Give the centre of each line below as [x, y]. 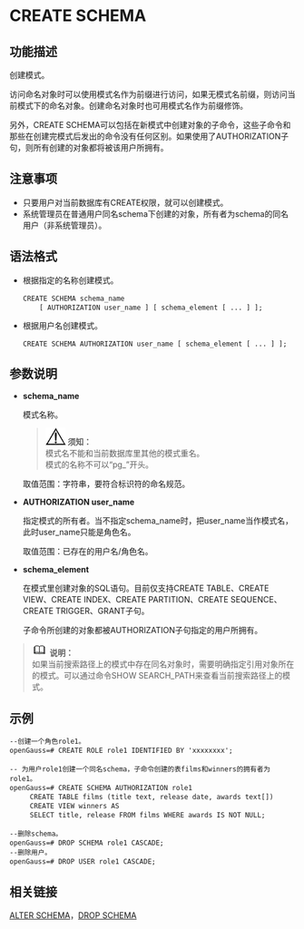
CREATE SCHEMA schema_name [74, 298]
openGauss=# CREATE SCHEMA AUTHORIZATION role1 [101, 788]
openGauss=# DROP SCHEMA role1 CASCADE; [87, 843]
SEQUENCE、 [256, 600]
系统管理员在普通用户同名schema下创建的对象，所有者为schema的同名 [155, 213]
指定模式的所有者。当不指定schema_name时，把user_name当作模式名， [157, 521]
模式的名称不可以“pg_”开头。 [99, 464]
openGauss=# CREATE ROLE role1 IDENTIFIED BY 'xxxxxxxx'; [121, 751]
